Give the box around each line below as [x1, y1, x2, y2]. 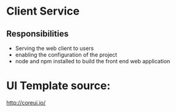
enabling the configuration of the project [15, 51, 117, 58]
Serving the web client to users [15, 44, 94, 52]
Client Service [6, 4, 80, 18]
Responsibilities [6, 29, 69, 39]
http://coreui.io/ [6, 99, 46, 106]
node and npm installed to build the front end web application [15, 58, 170, 65]
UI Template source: [6, 79, 111, 93]
